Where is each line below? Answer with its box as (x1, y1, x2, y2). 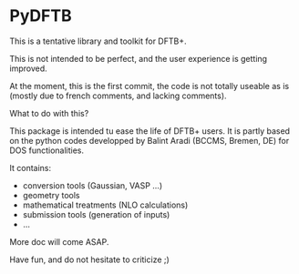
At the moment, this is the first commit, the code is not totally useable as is (9, 80, 290, 91)
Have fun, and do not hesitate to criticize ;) (9, 254, 170, 265)
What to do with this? (9, 107, 89, 118)
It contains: (9, 162, 52, 173)
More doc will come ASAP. (9, 236, 109, 247)
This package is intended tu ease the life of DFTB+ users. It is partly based (9, 125, 290, 137)
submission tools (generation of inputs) (22, 208, 170, 219)
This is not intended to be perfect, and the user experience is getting (9, 53, 267, 64)
